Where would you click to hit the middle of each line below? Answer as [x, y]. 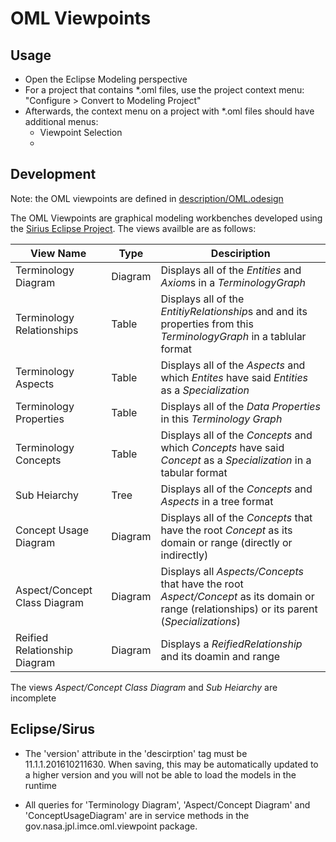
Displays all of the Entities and [231, 270]
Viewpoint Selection [81, 132]
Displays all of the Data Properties [240, 406]
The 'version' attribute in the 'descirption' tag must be [136, 753]
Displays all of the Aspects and [233, 365]
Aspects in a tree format [217, 501]
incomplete [33, 698]
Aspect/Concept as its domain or [237, 596]
